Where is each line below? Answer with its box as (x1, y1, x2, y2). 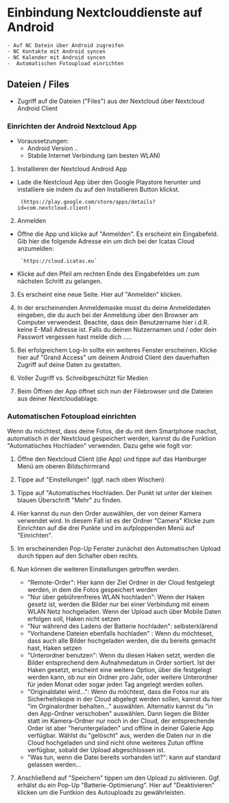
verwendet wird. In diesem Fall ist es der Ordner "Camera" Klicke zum (16, 516, 215, 525)
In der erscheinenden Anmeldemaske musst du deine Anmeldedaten (16, 304, 211, 312)
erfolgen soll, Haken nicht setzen (27, 615, 121, 623)
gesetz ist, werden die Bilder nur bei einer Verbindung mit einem (27, 600, 209, 608)
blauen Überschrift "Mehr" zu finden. (16, 496, 122, 505)
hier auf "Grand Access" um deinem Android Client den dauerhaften (16, 353, 210, 361)
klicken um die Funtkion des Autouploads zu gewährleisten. (16, 789, 186, 797)
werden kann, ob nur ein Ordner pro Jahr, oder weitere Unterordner (27, 673, 218, 682)
